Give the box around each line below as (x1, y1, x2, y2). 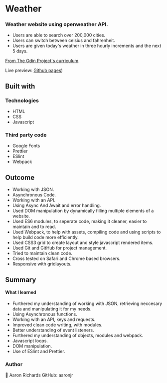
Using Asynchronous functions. (12, 311, 77, 317)
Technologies (5, 97, 39, 104)
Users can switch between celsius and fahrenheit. (12, 37, 116, 43)
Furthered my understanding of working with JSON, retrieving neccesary (12, 300, 163, 306)
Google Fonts (12, 143, 40, 149)
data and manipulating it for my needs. (12, 305, 92, 311)
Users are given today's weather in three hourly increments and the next (12, 43, 162, 49)
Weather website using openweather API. (5, 21, 108, 28)
